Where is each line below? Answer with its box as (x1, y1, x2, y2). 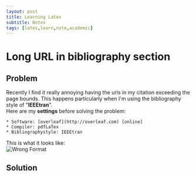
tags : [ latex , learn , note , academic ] (6, 25, 93, 31)
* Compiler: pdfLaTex (6, 124, 59, 130)
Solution (6, 162, 38, 173)
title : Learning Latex (6, 14, 62, 20)
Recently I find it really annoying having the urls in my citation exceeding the (6, 89, 191, 96)
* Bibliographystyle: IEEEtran (6, 130, 83, 135)
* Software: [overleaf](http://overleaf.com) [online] (6, 119, 143, 125)
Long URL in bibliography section (6, 50, 171, 63)
